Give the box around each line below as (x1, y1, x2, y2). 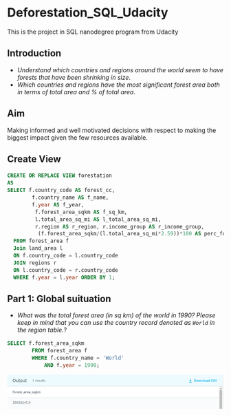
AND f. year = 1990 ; (43, 361, 100, 369)
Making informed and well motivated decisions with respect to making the (7, 126, 217, 134)
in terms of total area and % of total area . (16, 87, 136, 96)
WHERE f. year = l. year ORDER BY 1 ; (13, 274, 115, 281)
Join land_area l (13, 245, 63, 252)
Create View (7, 153, 61, 164)
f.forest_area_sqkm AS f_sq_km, (34, 209, 128, 215)
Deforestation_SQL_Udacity (7, 5, 168, 21)
